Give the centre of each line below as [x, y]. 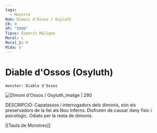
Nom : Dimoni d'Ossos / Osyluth [38, 19]
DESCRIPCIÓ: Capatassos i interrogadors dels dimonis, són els [71, 105]
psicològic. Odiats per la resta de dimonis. [49, 115]
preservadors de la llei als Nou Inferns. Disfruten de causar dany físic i [78, 110]
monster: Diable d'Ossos [31, 86]
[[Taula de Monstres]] [28, 125]
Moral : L [14, 38]
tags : [11, 10]
